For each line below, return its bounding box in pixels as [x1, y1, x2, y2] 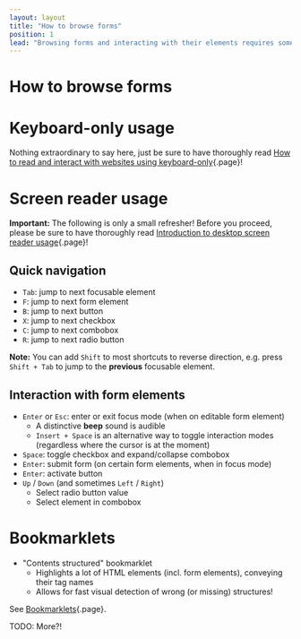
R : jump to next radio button [21, 334, 125, 345]
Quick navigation [9, 263, 107, 278]
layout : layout [9, 13, 66, 22]
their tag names [35, 576, 94, 587]
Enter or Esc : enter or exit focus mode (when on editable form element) [21, 410, 285, 421]
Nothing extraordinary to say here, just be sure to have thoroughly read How [9, 147, 291, 158]
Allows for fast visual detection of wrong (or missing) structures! [35, 586, 273, 597]
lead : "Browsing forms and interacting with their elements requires [9, 38, 275, 47]
